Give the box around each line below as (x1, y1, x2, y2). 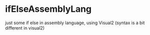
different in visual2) (5, 25, 45, 31)
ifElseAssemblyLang (5, 3, 92, 15)
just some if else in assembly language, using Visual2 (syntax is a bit (5, 20, 145, 26)
